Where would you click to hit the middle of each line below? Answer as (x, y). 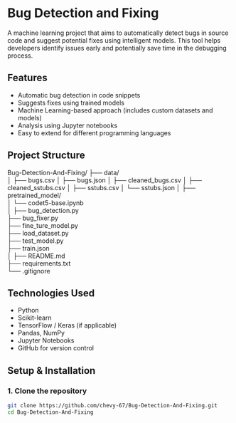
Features (27, 78)
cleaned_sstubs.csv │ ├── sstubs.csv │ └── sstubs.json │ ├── (101, 187)
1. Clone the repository (47, 391)
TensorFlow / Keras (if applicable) (67, 325)
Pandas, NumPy (41, 333)
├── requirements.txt (39, 263)
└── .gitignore (29, 271)
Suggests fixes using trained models (71, 103)
